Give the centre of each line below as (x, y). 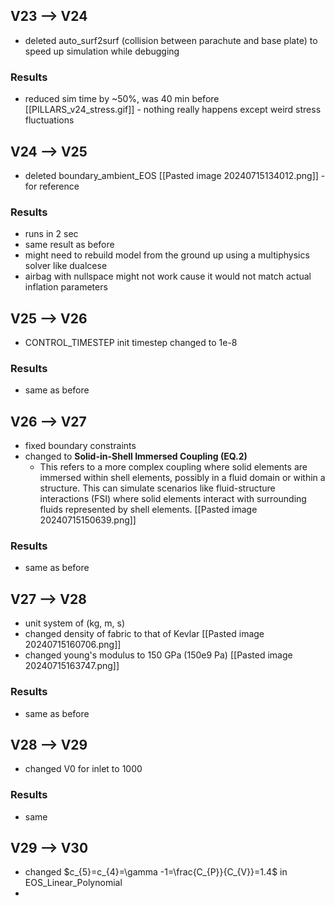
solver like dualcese (66, 266)
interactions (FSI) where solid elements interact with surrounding (173, 499)
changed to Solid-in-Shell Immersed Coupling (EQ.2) (136, 456)
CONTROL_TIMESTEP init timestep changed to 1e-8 (131, 343)
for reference (52, 186)
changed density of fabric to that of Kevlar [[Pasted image (144, 634)
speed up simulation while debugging (102, 51)
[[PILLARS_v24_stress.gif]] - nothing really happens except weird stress (173, 110)
